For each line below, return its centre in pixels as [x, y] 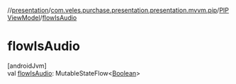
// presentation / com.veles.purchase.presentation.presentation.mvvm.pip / [113, 10]
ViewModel [24, 18]
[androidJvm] [27, 66]
